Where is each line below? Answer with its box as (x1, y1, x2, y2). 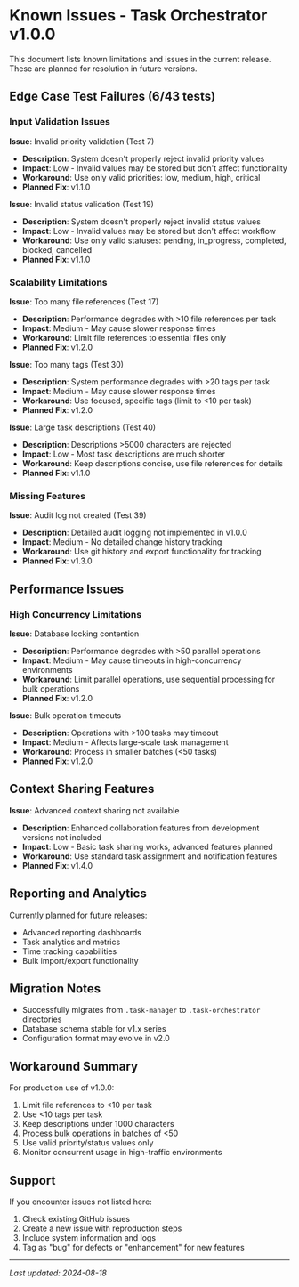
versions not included (21, 831, 102, 842)
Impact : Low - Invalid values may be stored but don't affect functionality (21, 162, 287, 174)
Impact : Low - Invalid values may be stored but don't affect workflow (21, 225, 276, 236)
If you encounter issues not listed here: (9, 1196, 153, 1207)
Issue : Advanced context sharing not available (9, 805, 180, 815)
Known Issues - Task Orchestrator (9, 5, 268, 26)
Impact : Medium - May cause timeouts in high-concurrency (21, 655, 242, 666)
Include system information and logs (21, 1232, 157, 1242)
